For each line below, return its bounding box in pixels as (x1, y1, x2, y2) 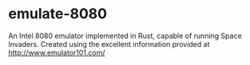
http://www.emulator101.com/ (8, 48, 105, 57)
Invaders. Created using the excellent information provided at (8, 39, 210, 48)
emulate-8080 (8, 5, 108, 23)
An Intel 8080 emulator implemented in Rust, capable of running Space (8, 31, 242, 40)
